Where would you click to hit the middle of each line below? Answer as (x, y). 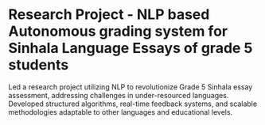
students (39, 65)
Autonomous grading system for (118, 31)
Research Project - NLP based (109, 15)
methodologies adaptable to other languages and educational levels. (121, 112)
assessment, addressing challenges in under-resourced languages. (119, 95)
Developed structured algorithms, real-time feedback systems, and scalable (132, 104)
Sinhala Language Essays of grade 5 (131, 48)
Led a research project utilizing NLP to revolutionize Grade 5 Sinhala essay (131, 87)
